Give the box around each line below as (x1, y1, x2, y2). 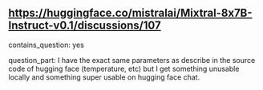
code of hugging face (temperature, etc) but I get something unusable (8, 64, 240, 73)
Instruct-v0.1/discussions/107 (8, 19, 162, 33)
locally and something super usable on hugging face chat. (8, 72, 200, 82)
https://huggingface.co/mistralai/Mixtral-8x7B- (8, 6, 253, 20)
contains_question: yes (8, 40, 84, 49)
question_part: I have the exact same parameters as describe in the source (8, 55, 256, 65)
